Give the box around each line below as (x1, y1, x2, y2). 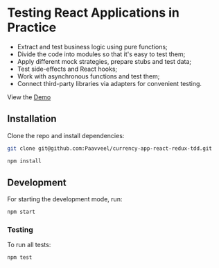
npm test (7, 254, 33, 261)
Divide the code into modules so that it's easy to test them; (17, 50, 186, 58)
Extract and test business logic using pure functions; (17, 42, 168, 51)
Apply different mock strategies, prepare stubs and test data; (17, 57, 192, 65)
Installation (7, 113, 57, 125)
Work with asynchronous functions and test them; (17, 72, 160, 81)
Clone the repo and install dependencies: (7, 131, 125, 140)
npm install (7, 158, 42, 165)
